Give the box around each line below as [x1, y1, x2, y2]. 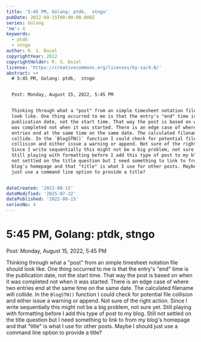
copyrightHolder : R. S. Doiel [6, 59, 82, 65]
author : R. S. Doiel [6, 48, 58, 54]
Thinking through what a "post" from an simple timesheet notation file [6, 259, 178, 266]
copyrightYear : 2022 [6, 53, 58, 59]
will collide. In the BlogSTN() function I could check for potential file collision [6, 290, 193, 298]
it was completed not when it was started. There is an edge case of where [6, 278, 189, 285]
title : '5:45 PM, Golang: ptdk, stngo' [6, 8, 109, 15]
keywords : [6, 31, 31, 37]
